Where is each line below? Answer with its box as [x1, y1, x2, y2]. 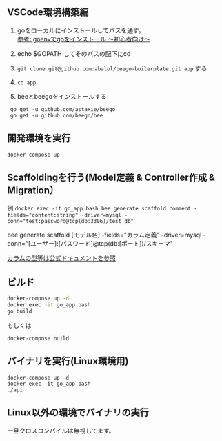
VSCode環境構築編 [7, 6, 89, 19]
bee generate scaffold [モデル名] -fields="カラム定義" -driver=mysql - [7, 231, 207, 239]
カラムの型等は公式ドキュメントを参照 [7, 254, 116, 262]
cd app [17, 79, 37, 86]
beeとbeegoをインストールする [17, 92, 107, 100]
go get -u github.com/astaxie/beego [10, 106, 116, 112]
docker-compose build [7, 335, 70, 342]
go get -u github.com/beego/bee [10, 112, 103, 119]
